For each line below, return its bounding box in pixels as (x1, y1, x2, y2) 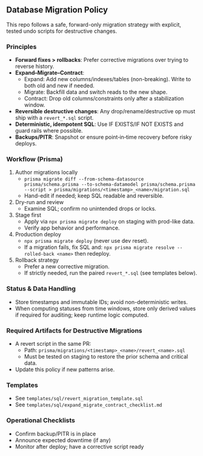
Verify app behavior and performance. (24, 224, 120, 232)
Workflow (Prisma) (6, 155, 63, 164)
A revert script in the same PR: (15, 340, 92, 347)
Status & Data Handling (6, 285, 76, 293)
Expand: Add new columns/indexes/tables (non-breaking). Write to (24, 76, 191, 83)
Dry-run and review (15, 199, 64, 206)
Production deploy (15, 231, 62, 238)
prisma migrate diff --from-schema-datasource (24, 176, 144, 182)
